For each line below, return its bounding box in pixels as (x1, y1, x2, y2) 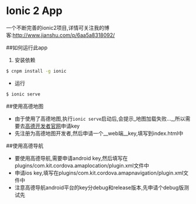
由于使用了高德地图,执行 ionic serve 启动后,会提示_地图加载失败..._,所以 (14, 115, 185, 122)
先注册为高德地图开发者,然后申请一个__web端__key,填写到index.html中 (14, 130, 184, 137)
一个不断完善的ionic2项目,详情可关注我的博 (6, 24, 110, 31)
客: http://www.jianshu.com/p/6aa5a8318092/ (6, 31, 115, 39)
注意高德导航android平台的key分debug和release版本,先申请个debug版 (14, 183, 184, 191)
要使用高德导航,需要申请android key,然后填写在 (14, 154, 128, 162)
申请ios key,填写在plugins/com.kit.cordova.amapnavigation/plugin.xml (14, 169, 184, 176)
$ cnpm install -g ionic (6, 68, 67, 74)
